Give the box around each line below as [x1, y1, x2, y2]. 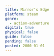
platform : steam [5, 12, 38, 17]
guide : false [5, 35, 32, 39]
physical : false [5, 30, 38, 35]
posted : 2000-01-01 [5, 43, 45, 48]
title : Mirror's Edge [5, 7, 50, 12]
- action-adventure [9, 20, 50, 26]
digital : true [5, 25, 34, 30]
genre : [5, 16, 19, 21]
